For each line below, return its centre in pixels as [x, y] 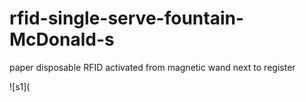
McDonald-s [62, 39]
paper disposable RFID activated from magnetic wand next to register [152, 67]
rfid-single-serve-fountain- [127, 18]
